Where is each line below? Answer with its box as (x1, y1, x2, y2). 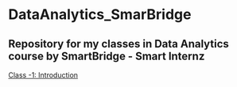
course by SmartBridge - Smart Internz (8, 49, 205, 62)
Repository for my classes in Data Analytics (8, 37, 229, 51)
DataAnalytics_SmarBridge (8, 6, 192, 24)
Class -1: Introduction (8, 70, 78, 80)
